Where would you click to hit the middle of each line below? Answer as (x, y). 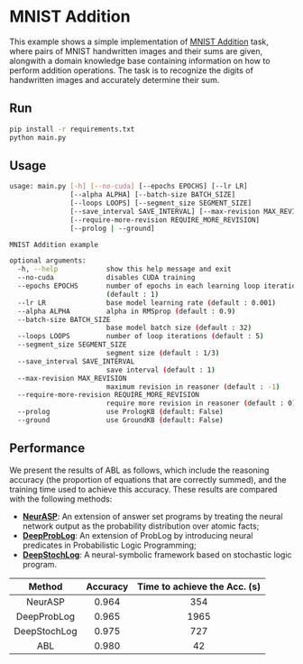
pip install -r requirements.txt (72, 129)
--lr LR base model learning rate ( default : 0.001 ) (147, 303)
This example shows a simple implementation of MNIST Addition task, (139, 41)
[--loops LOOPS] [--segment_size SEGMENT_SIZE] (161, 203)
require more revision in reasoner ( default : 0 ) (201, 403)
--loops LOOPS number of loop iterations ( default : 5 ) (141, 337)
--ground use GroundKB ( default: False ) (120, 420)
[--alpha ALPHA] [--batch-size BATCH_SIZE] (153, 195)
